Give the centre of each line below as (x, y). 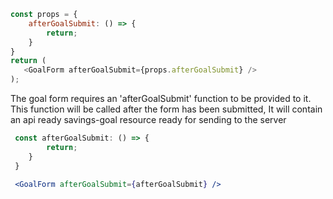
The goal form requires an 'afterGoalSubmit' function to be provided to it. (161, 98)
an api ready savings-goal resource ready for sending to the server (148, 119)
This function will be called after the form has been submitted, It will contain (166, 109)
